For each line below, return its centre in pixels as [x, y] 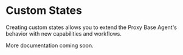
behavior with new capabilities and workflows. [64, 33]
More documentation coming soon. [50, 45]
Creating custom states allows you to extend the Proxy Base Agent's [91, 27]
